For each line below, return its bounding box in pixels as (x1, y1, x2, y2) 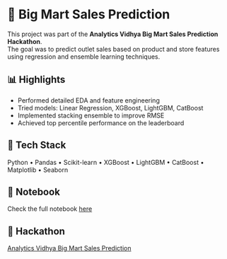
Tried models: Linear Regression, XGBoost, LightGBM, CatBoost (17, 103, 204, 112)
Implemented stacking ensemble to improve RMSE (17, 111, 165, 120)
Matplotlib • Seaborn (7, 166, 69, 174)
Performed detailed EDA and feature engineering (17, 96, 161, 105)
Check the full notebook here (7, 205, 93, 213)
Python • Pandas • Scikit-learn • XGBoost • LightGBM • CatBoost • (7, 158, 204, 166)
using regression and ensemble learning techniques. (7, 52, 161, 61)
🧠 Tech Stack (7, 139, 66, 151)
